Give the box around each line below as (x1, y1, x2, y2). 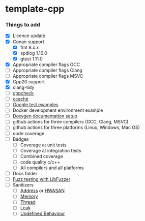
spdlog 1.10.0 (20, 50, 47, 56)
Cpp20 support (12, 78, 45, 84)
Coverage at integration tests (20, 147, 81, 153)
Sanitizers (12, 182, 34, 188)
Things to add (5, 21, 40, 28)
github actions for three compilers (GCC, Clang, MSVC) (12, 119, 129, 125)
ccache (12, 96, 29, 102)
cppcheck (12, 90, 34, 97)
